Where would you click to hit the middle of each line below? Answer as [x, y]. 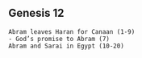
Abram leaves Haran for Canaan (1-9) [72, 31]
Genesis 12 [36, 13]
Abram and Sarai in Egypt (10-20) [67, 46]
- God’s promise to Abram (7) [59, 39]
